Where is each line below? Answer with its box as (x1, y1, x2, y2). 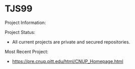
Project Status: (5, 29, 36, 35)
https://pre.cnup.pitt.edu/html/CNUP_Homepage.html (12, 58, 123, 64)
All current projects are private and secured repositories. (12, 38, 130, 45)
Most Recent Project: (5, 48, 49, 54)
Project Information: (5, 19, 46, 25)
